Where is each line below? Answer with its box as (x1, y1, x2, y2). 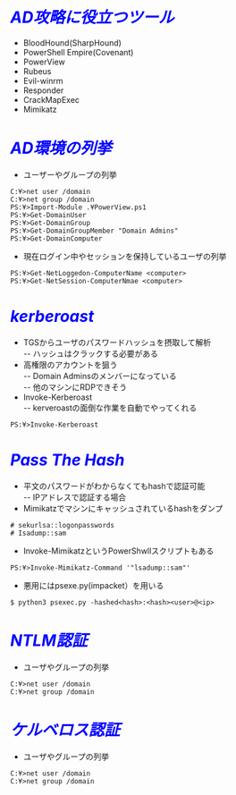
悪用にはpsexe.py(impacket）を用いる (22, 579, 164, 590)
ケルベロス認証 (10, 720, 121, 740)
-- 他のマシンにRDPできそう (22, 381, 128, 393)
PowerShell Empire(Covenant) (22, 47, 134, 57)
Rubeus (22, 65, 52, 76)
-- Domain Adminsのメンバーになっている (22, 370, 177, 381)
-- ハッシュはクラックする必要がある (22, 348, 159, 359)
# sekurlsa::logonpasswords (10, 520, 115, 529)
